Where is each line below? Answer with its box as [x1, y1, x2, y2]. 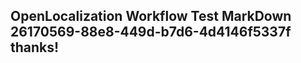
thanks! [10, 39, 60, 56]
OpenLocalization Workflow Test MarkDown [10, 8, 292, 25]
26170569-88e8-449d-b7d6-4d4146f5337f [10, 24, 292, 41]
